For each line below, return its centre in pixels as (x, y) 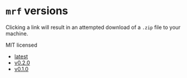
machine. (17, 33)
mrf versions (37, 11)
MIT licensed (21, 45)
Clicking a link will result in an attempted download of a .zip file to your (93, 27)
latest (21, 56)
